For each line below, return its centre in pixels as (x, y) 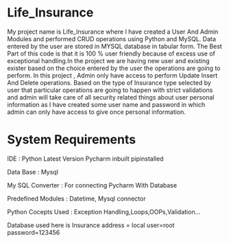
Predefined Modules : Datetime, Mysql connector (76, 198)
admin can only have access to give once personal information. (97, 112)
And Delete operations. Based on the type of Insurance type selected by (109, 82)
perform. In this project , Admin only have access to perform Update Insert (112, 75)
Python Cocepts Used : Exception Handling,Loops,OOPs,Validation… (104, 211)
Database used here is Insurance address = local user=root (91, 225)
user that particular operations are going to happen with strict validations (110, 90)
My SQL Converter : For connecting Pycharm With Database (92, 185)
